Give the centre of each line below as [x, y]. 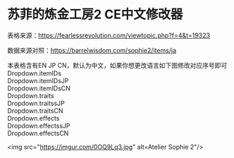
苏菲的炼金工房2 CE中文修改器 [95, 14]
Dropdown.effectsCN [38, 133]
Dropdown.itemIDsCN [39, 88]
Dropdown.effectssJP [39, 126]
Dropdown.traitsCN [35, 111]
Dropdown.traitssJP [36, 103]
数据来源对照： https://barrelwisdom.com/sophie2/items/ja [92, 50]
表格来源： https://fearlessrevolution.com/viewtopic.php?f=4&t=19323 [109, 35]
